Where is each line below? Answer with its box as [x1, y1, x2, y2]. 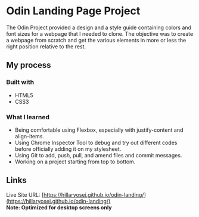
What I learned [6, 113, 49, 121]
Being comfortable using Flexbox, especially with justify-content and [14, 126, 184, 134]
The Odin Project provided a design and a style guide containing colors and [6, 24, 192, 31]
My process [6, 60, 51, 70]
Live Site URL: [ [6, 191, 44, 198]
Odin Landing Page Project [6, 4, 141, 18]
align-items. [14, 132, 45, 139]
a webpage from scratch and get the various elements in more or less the [6, 36, 186, 44]
